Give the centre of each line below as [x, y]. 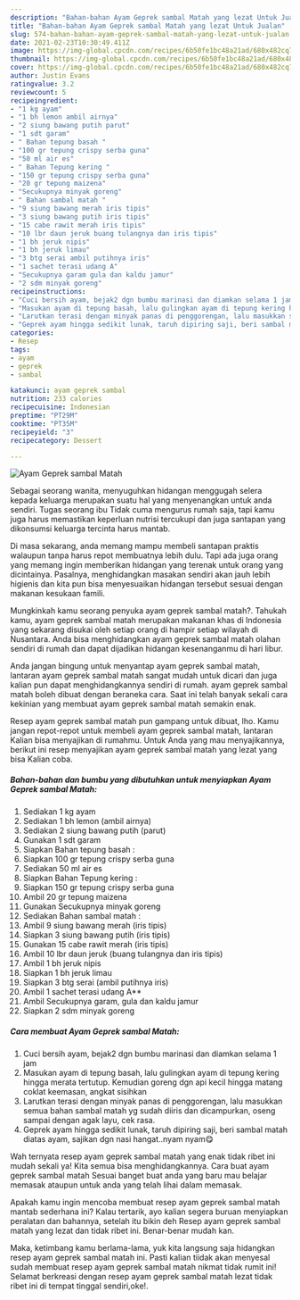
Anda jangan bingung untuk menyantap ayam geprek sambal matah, [135, 666]
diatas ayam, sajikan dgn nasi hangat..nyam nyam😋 [118, 1139]
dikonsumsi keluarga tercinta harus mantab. [90, 529]
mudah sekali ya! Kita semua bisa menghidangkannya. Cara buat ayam [140, 1166]
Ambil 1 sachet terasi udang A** [82, 992]
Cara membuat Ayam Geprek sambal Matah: [95, 1031]
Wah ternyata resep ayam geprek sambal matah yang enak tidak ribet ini [143, 1156]
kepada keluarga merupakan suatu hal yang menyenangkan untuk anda [141, 500]
